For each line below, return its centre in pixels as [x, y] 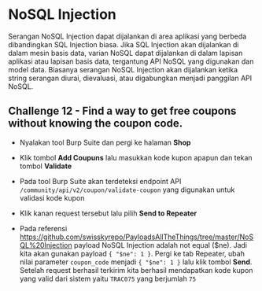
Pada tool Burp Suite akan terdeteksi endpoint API [100, 181]
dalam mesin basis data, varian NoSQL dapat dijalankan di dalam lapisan [125, 53]
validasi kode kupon [52, 197]
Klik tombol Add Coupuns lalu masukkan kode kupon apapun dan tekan [136, 157]
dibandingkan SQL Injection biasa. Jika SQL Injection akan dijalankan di [124, 44]
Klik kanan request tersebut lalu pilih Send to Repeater [108, 213]
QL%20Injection [46, 245]
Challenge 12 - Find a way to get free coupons [122, 111]
